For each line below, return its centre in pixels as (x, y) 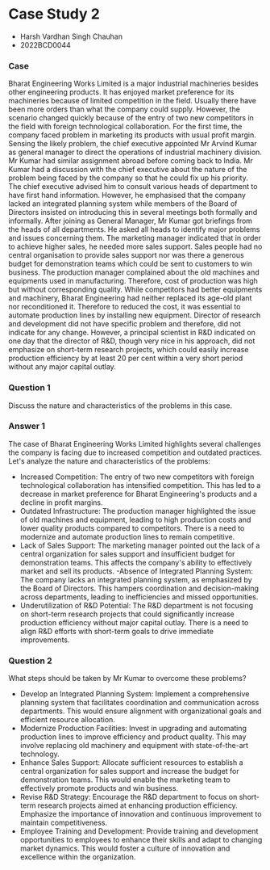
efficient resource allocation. (67, 720)
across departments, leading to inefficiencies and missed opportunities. (139, 597)
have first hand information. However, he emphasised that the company (127, 195)
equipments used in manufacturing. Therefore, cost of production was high (133, 281)
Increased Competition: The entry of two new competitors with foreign (137, 477)
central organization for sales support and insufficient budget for (127, 553)
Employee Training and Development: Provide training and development (139, 831)
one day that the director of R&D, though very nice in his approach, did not (132, 341)
